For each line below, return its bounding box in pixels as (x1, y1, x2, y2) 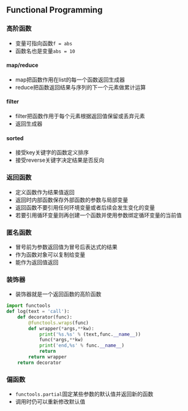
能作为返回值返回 (15, 258, 59, 266)
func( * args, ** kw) (39, 337, 84, 343)
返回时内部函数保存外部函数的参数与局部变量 (15, 196, 129, 203)
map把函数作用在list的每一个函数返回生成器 (15, 76, 126, 83)
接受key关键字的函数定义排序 (15, 149, 89, 156)
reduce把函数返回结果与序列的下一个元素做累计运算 (15, 83, 146, 91)
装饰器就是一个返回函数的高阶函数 (15, 290, 102, 298)
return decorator (17, 360, 62, 366)
